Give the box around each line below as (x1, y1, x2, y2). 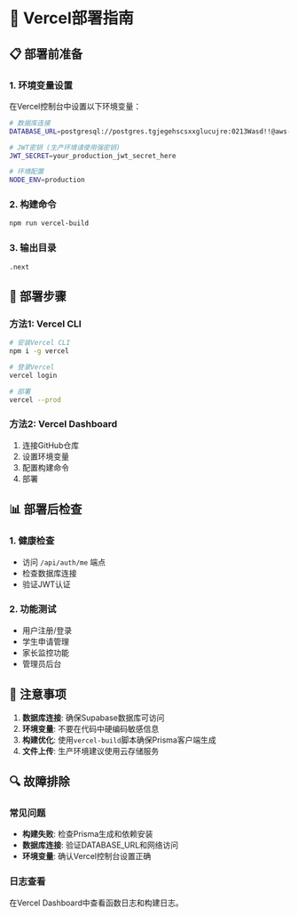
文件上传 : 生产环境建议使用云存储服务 (21, 745, 160, 756)
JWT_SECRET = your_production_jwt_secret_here (9, 151, 176, 160)
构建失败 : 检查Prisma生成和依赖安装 (21, 829, 153, 840)
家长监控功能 (21, 647, 69, 658)
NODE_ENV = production (9, 175, 86, 185)
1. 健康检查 (9, 534, 55, 547)
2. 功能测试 (9, 603, 57, 615)
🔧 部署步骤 (9, 288, 67, 303)
